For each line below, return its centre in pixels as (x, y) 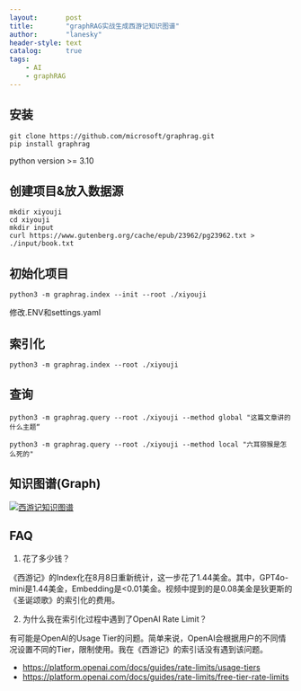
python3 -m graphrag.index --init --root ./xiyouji (108, 295)
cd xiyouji (30, 220)
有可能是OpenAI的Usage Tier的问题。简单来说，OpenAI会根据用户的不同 (144, 638)
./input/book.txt (42, 244)
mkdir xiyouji (36, 212)
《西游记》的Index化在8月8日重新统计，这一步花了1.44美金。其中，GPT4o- (149, 578)
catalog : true (46, 51)
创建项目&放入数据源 (66, 191)
